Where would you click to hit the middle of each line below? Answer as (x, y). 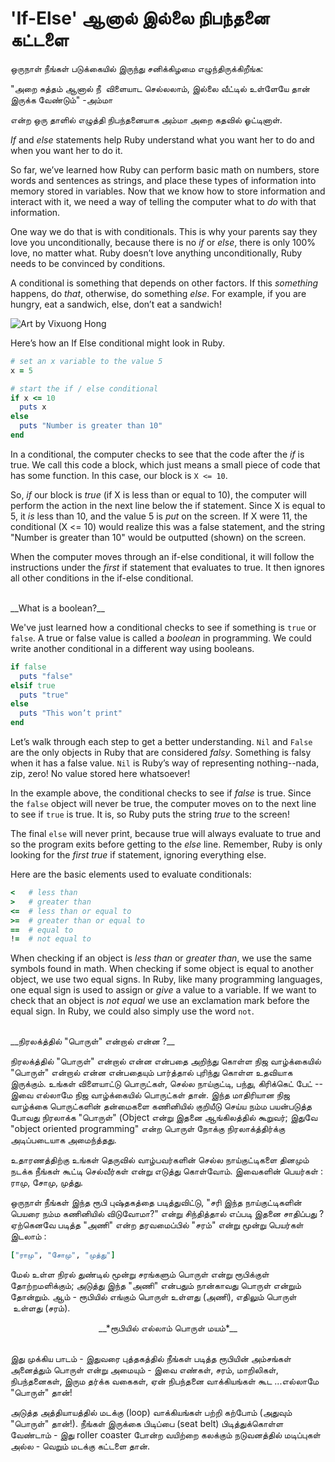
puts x (33, 407)
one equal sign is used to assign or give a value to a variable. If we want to (163, 990)
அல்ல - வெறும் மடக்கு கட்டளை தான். (80, 1446)
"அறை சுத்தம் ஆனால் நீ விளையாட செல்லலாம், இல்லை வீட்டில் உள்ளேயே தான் (160, 88)
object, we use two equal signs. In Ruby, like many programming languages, (166, 979)
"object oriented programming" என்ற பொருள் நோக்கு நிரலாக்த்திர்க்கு (148, 1129)
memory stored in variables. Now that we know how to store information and (168, 191)
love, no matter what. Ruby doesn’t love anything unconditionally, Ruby (156, 253)
